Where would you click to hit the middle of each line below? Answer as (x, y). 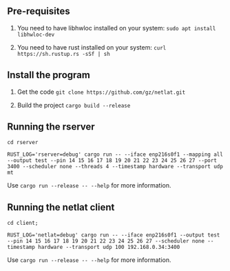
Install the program (49, 75)
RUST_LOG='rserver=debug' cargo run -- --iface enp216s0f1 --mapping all (115, 154)
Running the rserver (51, 127)
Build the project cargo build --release (74, 105)
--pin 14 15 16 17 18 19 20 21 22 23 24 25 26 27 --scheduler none (106, 241)
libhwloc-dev (36, 34)
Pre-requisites (39, 11)
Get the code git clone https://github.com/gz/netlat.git (101, 92)
